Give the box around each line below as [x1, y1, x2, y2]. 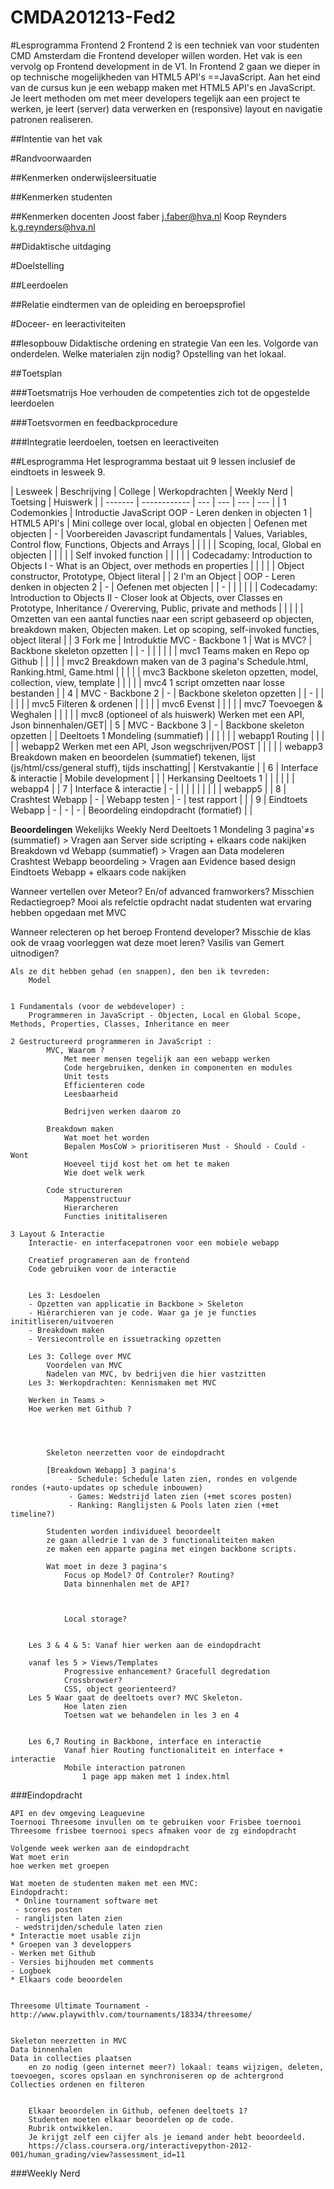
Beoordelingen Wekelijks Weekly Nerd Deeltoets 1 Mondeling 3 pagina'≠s [10, 823, 315, 835]
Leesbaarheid [63, 1089, 118, 1099]
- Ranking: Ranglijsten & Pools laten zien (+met [68, 1500, 280, 1510]
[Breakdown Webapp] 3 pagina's [46, 1465, 177, 1475]
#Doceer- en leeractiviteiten [10, 317, 127, 330]
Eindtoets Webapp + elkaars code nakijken [10, 866, 187, 878]
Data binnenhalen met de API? [63, 1579, 190, 1589]
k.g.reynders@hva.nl [10, 221, 96, 233]
